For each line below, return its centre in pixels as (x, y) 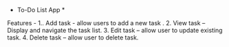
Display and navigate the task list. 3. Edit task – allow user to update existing (115, 30)
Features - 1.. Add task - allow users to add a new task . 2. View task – (106, 23)
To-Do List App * (41, 10)
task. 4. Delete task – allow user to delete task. (73, 37)
